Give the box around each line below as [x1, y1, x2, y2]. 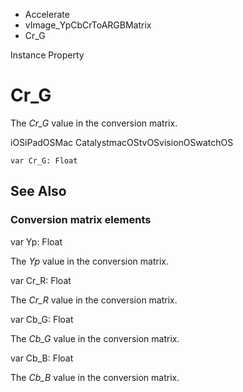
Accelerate [24, 9, 70, 20]
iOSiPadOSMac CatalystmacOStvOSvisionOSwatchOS [10, 136, 234, 148]
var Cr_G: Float [10, 155, 78, 166]
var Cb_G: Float [10, 313, 74, 325]
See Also [10, 183, 67, 200]
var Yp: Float [10, 235, 63, 248]
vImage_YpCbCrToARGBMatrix [24, 19, 152, 31]
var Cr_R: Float [10, 274, 72, 286]
